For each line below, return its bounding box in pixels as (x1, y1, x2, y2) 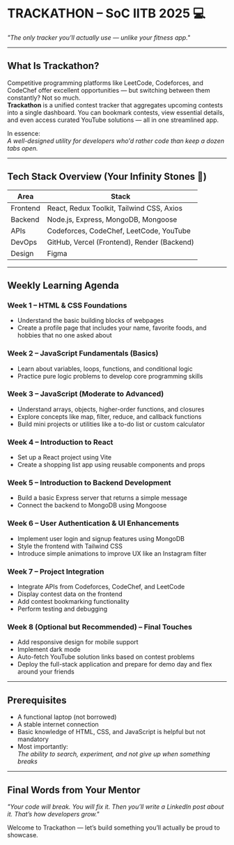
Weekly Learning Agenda (7, 280, 120, 291)
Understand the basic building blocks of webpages (17, 317, 164, 325)
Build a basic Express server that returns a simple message (17, 494, 188, 502)
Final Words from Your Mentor (7, 784, 141, 795)
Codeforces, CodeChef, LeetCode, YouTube (47, 226, 192, 236)
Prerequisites (7, 694, 67, 706)
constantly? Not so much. (7, 93, 81, 102)
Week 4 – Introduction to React (7, 437, 114, 447)
